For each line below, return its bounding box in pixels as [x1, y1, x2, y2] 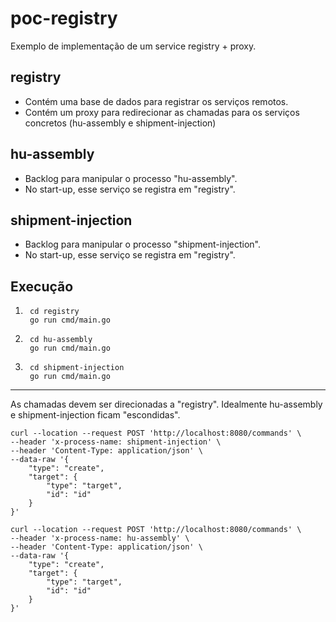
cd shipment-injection [29, 363, 125, 373]
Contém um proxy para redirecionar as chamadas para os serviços [24, 106, 300, 118]
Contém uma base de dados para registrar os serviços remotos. [24, 95, 289, 107]
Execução [10, 278, 74, 295]
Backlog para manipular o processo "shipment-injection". [24, 238, 262, 251]
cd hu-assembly [29, 335, 93, 345]
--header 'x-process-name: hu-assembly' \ [10, 533, 190, 544]
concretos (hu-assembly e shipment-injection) [24, 117, 217, 129]
